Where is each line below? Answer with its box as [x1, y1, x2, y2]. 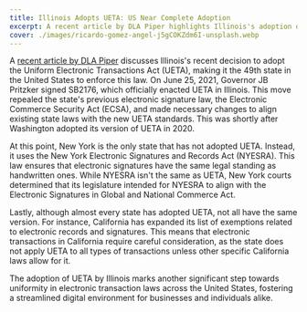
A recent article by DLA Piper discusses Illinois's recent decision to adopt [9, 56, 285, 67]
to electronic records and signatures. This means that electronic [9, 226, 250, 237]
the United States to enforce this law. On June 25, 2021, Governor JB [9, 75, 269, 86]
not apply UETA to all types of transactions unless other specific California [9, 245, 290, 256]
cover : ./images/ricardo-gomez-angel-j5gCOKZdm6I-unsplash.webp [9, 30, 259, 39]
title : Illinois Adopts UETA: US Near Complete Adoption [9, 13, 231, 23]
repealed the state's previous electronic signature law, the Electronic [9, 94, 268, 105]
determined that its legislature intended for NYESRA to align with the [9, 180, 267, 191]
